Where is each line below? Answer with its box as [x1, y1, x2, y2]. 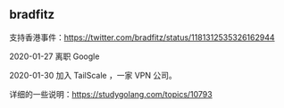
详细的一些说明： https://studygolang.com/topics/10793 [9, 88, 213, 99]
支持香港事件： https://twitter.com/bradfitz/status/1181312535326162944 [9, 31, 275, 43]
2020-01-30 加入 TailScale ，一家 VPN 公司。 [9, 70, 177, 80]
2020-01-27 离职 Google [9, 51, 100, 62]
